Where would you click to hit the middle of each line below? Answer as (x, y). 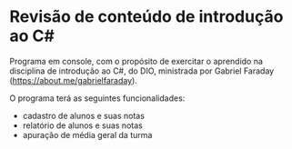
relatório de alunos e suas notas (82, 125)
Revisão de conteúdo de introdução (146, 17)
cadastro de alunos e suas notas (84, 115)
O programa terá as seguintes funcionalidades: (97, 98)
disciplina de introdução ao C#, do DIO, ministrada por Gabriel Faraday (142, 71)
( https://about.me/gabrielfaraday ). (74, 80)
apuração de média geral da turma (87, 134)
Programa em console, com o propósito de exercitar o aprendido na (136, 61)
